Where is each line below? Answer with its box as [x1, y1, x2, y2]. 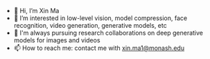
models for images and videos [13, 36, 100, 44]
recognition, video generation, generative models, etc [13, 22, 168, 29]
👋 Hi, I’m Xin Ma [13, 7, 60, 15]
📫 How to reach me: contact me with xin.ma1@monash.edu [13, 44, 185, 52]
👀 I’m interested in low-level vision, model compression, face [13, 14, 188, 22]
